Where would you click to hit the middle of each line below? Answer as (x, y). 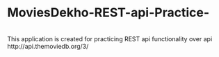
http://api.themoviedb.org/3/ (48, 46)
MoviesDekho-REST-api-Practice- (108, 13)
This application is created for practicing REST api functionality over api (110, 38)
